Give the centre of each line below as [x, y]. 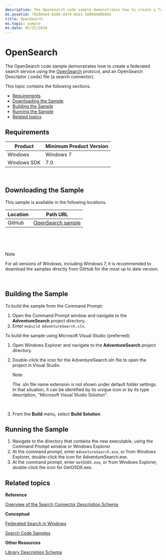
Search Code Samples [28, 533]
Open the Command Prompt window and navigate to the [69, 315]
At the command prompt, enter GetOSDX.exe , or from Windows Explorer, [84, 462]
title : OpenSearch [24, 19]
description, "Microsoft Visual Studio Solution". [60, 395]
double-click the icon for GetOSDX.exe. [52, 468]
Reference [16, 495]
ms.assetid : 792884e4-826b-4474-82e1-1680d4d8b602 [58, 14]
